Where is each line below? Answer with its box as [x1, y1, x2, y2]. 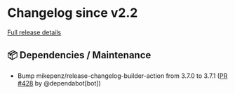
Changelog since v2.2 [7, 5, 138, 21]
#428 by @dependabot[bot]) [17, 79, 102, 87]
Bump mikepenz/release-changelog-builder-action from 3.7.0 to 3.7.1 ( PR [17, 72, 228, 80]
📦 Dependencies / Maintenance [7, 49, 152, 61]
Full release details [7, 28, 62, 36]
